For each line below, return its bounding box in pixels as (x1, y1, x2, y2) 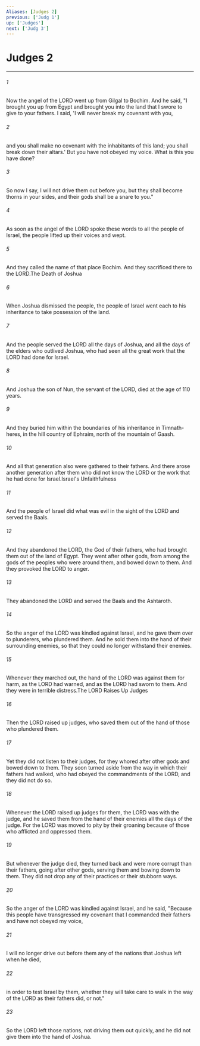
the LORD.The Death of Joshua (6, 270, 82, 278)
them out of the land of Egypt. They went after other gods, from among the (6, 552, 190, 559)
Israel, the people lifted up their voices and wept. (6, 232, 126, 239)
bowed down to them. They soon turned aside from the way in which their (6, 764, 187, 771)
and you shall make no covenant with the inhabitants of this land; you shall (6, 141, 189, 149)
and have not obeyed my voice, (6, 918, 83, 925)
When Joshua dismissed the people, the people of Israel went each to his (6, 302, 186, 309)
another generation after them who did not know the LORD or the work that (6, 469, 190, 476)
